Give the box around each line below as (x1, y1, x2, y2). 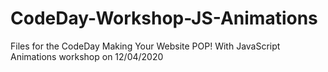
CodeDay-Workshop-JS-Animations (10, 7, 318, 30)
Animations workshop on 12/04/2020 (10, 50, 164, 62)
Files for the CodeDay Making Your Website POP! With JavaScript (10, 40, 281, 52)
